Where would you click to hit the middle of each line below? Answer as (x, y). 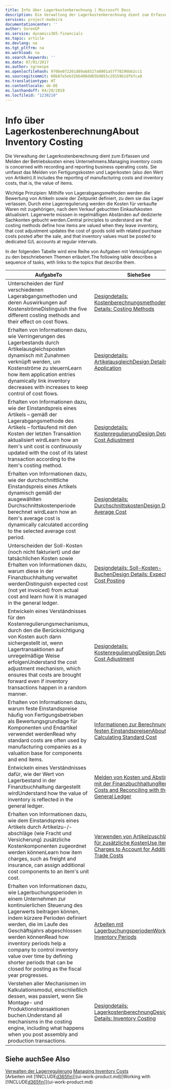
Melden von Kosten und (122, 777)
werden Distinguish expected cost (48, 584)
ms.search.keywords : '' (31, 57)
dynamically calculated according (48, 525)
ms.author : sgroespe (27, 67)
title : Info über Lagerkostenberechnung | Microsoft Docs (68, 10)
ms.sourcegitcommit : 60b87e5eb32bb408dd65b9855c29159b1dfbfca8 (74, 76)
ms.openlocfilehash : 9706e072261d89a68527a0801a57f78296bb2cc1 (74, 72)
